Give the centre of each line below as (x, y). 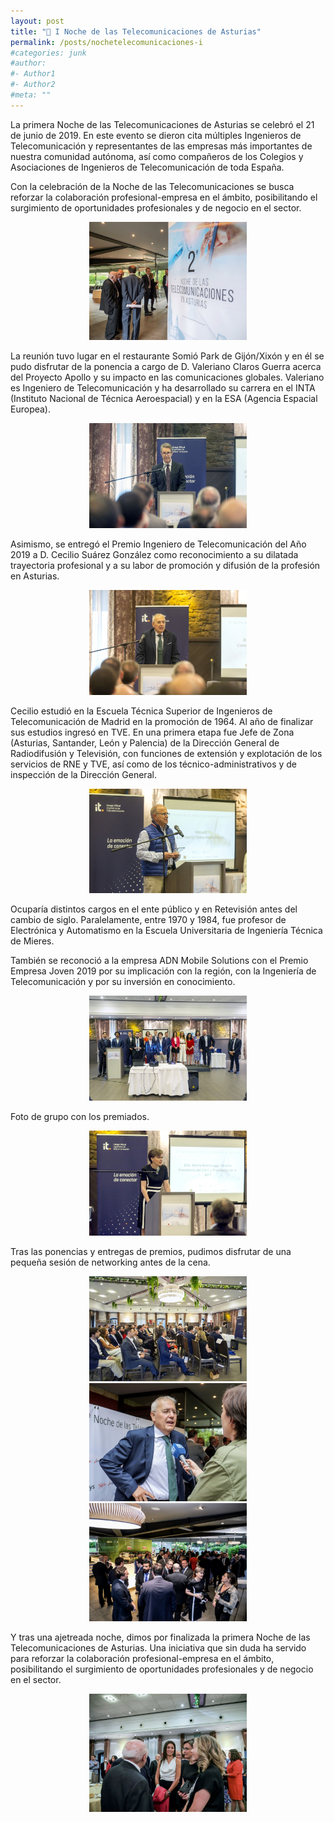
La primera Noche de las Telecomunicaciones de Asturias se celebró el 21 (162, 124)
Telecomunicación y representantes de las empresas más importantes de (161, 146)
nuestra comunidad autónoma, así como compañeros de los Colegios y (157, 156)
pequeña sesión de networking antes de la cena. (110, 1262)
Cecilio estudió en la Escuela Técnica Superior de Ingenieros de (141, 711)
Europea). (30, 409)
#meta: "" (31, 95)
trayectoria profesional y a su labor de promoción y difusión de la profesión (165, 565)
